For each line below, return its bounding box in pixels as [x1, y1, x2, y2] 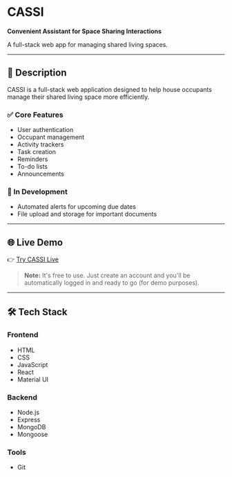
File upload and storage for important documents [17, 210, 157, 218]
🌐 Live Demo [7, 236, 64, 248]
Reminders [17, 155, 48, 163]
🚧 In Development [7, 187, 68, 196]
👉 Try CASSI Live [7, 255, 59, 263]
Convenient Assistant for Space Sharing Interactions [7, 27, 162, 35]
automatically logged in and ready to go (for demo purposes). [23, 279, 200, 287]
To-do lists [17, 162, 48, 171]
